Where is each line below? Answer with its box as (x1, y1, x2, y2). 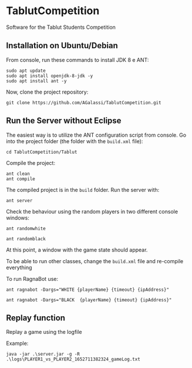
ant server (6, 197, 33, 204)
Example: (6, 340, 29, 347)
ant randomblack (6, 236, 46, 242)
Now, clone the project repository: (6, 88, 89, 95)
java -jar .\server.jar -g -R (6, 352, 80, 357)
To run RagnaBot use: (6, 275, 59, 282)
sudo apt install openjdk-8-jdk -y (6, 72, 93, 79)
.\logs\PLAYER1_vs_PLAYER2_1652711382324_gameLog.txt (6, 356, 141, 363)
